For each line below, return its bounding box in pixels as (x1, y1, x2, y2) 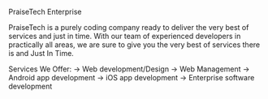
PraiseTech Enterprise (8, 7, 82, 16)
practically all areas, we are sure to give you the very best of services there (8, 40, 261, 49)
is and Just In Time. (8, 49, 75, 58)
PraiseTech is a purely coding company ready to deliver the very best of (8, 23, 249, 32)
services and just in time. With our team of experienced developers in (8, 32, 241, 41)
